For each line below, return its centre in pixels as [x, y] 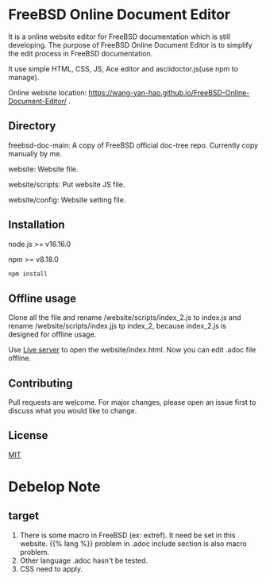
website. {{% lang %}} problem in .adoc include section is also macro [133, 543]
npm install [28, 274]
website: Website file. [43, 169]
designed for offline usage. [52, 334]
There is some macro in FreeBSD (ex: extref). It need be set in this [127, 535]
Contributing [40, 383]
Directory [32, 126]
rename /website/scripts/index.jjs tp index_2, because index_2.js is [117, 326]
